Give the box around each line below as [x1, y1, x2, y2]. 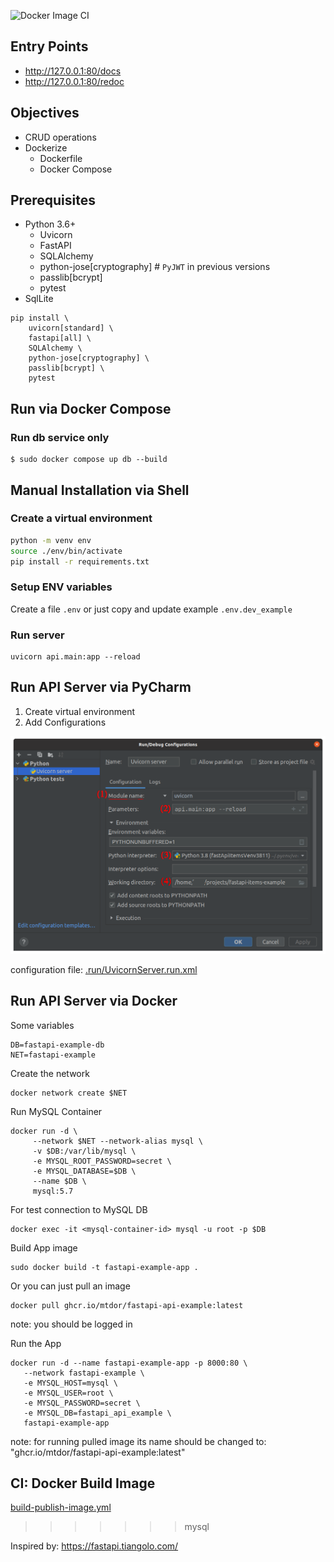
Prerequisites [10, 192, 96, 209]
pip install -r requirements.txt [10, 556, 150, 567]
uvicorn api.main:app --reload [10, 652, 141, 662]
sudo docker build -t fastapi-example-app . [10, 1262, 199, 1272]
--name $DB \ [32, 1176, 87, 1186]
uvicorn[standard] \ [28, 323, 114, 334]
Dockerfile [39, 152, 83, 164]
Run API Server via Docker [10, 993, 178, 1010]
